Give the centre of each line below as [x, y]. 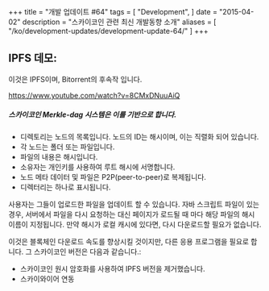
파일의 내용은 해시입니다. [59, 156]
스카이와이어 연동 [47, 279]
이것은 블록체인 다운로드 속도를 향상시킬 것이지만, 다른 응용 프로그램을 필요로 [129, 241]
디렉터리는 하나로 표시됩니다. [65, 187]
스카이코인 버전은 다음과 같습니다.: [87, 252]
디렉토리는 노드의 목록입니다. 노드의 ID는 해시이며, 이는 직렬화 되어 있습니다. [139, 136]
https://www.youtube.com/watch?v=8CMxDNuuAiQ [94, 95]
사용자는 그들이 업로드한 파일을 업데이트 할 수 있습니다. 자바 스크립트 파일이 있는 [134, 204]
